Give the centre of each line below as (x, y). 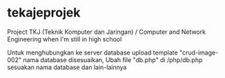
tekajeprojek (44, 13)
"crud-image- (199, 52)
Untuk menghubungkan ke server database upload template (92, 52)
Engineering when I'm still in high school (65, 39)
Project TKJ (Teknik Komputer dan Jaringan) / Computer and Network (106, 32)
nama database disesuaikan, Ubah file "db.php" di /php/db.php (113, 59)
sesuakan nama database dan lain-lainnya (67, 67)
